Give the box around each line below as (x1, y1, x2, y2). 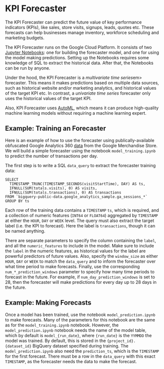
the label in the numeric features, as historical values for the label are (5, 248, 146, 254)
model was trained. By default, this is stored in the (5, 338, 106, 344)
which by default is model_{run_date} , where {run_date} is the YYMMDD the (5, 332, 152, 338)
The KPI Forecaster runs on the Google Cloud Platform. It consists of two (5, 44, 152, 50)
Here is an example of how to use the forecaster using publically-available (5, 137, 155, 143)
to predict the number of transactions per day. (5, 153, 98, 159)
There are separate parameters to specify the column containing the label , (5, 237, 157, 243)
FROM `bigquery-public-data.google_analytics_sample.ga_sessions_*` (5, 194, 148, 199)
